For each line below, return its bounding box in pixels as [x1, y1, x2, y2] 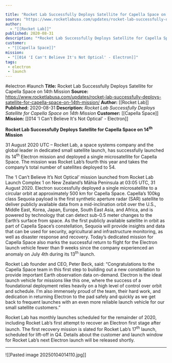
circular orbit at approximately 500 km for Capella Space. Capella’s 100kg [5, 190, 160, 197]
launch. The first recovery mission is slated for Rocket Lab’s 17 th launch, [5, 325, 157, 332]
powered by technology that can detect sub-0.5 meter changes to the [5, 212, 153, 218]
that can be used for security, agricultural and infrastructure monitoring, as [5, 229, 163, 235]
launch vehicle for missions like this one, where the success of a [5, 277, 141, 284]
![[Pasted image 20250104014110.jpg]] [5, 351, 87, 358]
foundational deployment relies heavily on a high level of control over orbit [5, 283, 162, 289]
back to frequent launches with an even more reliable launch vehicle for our [5, 299, 165, 305]
